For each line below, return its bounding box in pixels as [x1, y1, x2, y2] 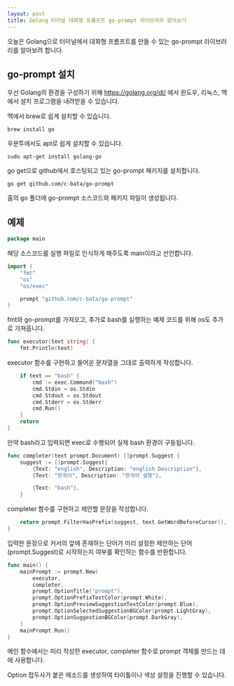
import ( [7, 263, 33, 270]
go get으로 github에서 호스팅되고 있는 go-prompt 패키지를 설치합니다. [7, 167, 201, 175]
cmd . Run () [32, 405, 61, 412]
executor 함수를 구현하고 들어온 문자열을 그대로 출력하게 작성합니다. [7, 358, 194, 366]
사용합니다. [14, 656, 46, 664]
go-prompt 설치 [7, 68, 75, 80]
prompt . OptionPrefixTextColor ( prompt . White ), [32, 595, 168, 602]
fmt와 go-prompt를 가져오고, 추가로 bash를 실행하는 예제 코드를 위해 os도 [7, 316, 211, 324]
